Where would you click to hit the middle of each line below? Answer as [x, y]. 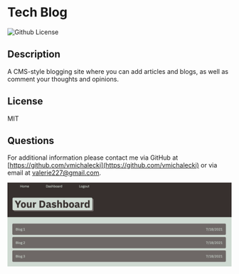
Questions [31, 140]
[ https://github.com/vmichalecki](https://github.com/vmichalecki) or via [112, 165]
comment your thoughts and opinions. [63, 79]
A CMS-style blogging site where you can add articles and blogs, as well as [118, 71]
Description [34, 54]
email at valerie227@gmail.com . [54, 173]
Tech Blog [37, 12]
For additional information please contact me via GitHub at [93, 158]
